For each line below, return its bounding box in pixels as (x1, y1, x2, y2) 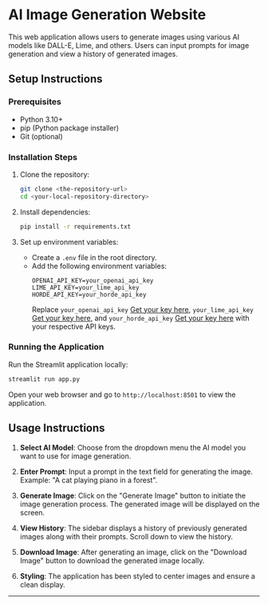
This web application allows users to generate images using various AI (8, 32, 240, 42)
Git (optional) (19, 131, 64, 141)
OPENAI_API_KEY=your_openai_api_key (31, 276, 154, 285)
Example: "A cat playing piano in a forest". (19, 475, 158, 485)
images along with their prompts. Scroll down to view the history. (19, 531, 234, 541)
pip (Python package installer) (19, 122, 120, 133)
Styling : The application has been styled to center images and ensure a (19, 571, 255, 581)
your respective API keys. (31, 322, 116, 331)
